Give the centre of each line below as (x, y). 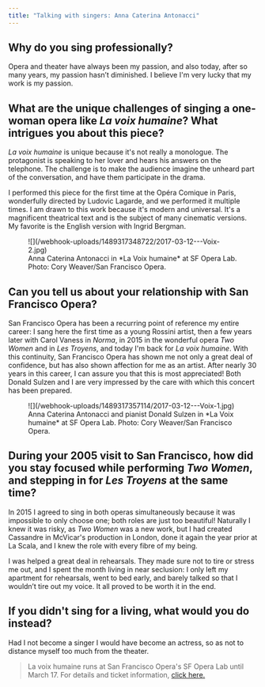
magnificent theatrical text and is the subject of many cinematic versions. (128, 218)
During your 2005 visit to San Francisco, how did (131, 456)
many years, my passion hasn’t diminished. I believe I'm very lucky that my (130, 75)
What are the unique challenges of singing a (119, 108)
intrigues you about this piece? (86, 133)
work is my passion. (41, 83)
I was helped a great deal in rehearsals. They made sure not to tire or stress (131, 561)
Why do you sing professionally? (91, 48)
